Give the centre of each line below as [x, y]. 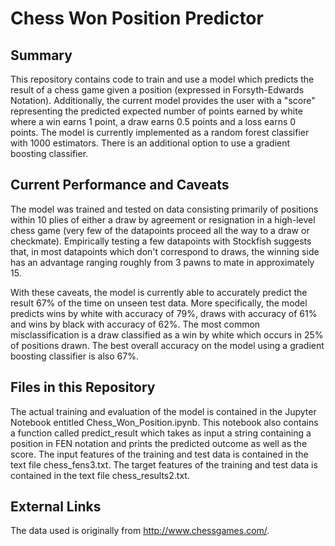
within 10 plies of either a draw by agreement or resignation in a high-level [163, 219]
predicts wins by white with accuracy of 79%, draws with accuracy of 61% [164, 313]
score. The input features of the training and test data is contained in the [159, 454]
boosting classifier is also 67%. [74, 356]
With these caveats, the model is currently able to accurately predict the [159, 292]
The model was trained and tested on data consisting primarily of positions [164, 209]
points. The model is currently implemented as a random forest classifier [160, 132]
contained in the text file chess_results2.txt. [100, 475]
